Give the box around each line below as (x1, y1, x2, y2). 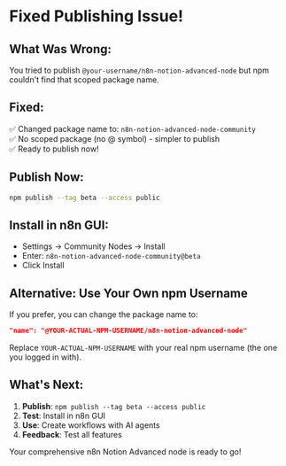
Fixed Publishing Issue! (9, 6, 184, 27)
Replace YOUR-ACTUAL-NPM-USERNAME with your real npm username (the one (9, 343, 278, 353)
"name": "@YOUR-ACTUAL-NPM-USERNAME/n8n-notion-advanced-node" (9, 326, 248, 336)
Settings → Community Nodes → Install (21, 241, 166, 252)
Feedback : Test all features (21, 429, 122, 439)
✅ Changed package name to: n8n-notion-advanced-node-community (9, 123, 257, 134)
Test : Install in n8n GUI (21, 410, 106, 421)
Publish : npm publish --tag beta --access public (21, 400, 206, 411)
